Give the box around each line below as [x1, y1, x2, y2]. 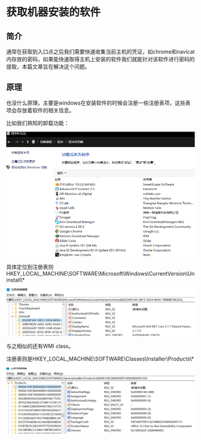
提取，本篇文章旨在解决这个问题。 [6, 63, 90, 70]
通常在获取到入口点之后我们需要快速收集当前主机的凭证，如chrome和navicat [6, 48, 195, 55]
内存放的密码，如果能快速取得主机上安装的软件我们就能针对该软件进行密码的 [6, 56, 195, 63]
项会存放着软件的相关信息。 [6, 106, 75, 114]
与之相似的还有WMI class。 [6, 343, 74, 350]
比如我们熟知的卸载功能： [6, 119, 69, 126]
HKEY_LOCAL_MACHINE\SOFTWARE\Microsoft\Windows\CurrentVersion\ [6, 270, 188, 277]
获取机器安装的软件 [6, 5, 101, 19]
